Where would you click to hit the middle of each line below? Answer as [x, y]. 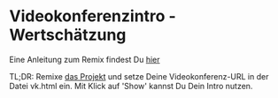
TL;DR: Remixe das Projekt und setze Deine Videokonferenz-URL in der [139, 76]
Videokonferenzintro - [93, 16]
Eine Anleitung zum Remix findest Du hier [85, 59]
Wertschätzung [68, 35]
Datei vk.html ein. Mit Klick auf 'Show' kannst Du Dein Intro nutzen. [131, 86]
